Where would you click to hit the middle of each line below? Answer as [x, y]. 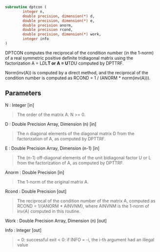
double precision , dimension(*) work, [62, 34]
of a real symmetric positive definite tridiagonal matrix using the [69, 58]
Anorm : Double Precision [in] [35, 172]
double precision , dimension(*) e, [59, 21]
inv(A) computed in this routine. [49, 211]
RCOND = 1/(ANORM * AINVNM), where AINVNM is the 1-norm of [83, 206]
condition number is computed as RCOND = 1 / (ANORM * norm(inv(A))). [78, 78]
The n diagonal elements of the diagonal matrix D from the [76, 133]
